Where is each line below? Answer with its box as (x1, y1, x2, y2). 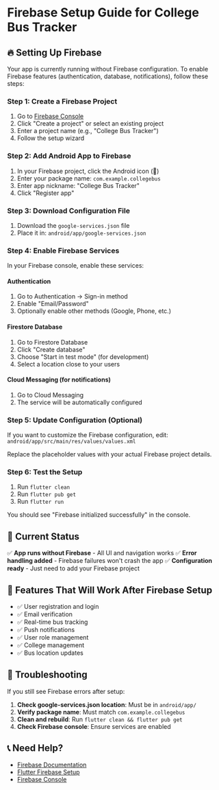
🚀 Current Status (7, 531, 80, 542)
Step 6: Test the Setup (7, 467, 83, 477)
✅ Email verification (16, 610, 73, 618)
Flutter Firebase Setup (16, 767, 80, 776)
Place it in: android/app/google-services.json (16, 229, 146, 237)
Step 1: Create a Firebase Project (7, 96, 118, 106)
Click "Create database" (16, 345, 86, 353)
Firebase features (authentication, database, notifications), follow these (7, 72, 209, 80)
